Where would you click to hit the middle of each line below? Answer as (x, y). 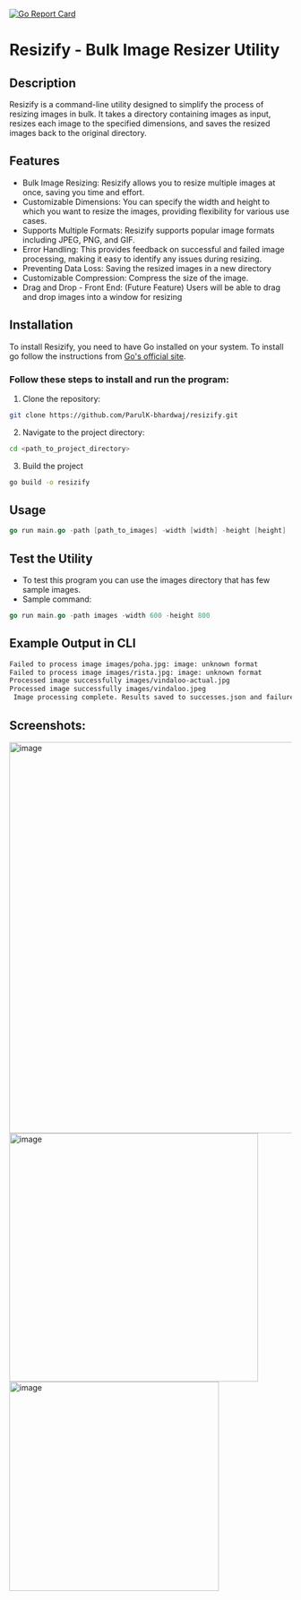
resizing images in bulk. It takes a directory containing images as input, (140, 114)
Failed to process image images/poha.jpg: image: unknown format (133, 664)
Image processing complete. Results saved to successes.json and (138, 697)
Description (43, 83)
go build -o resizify (50, 482)
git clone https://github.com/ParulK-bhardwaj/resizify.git (124, 415)
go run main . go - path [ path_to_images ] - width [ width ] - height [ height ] (148, 531)
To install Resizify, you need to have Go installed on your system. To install (146, 347)
